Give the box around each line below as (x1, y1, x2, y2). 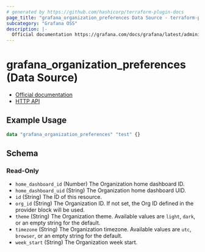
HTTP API (15, 98, 40, 105)
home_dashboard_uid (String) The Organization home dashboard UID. (15, 187, 186, 194)
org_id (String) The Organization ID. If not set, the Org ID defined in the (15, 200, 194, 207)
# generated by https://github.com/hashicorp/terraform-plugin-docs (6, 9, 184, 15)
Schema (6, 148, 38, 159)
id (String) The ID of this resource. (15, 193, 103, 201)
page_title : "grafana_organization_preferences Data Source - (6, 15, 168, 21)
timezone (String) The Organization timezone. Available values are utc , (15, 226, 192, 233)
